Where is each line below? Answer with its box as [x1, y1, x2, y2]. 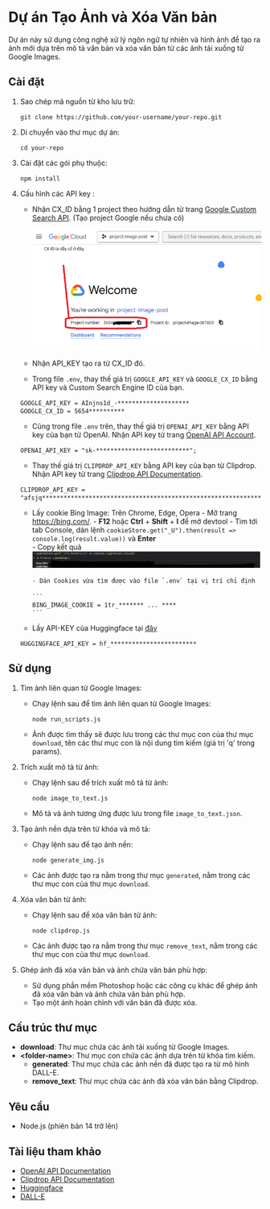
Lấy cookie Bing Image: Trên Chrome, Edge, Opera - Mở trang [31, 507, 237, 517]
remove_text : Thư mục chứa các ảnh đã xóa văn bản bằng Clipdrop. [31, 1076, 259, 1087]
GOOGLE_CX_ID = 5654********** [19, 407, 125, 415]
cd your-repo [19, 143, 64, 152]
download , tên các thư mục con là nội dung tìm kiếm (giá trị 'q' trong [31, 738, 256, 747]
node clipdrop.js [31, 926, 91, 934]
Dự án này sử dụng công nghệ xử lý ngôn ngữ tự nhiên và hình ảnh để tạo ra [8, 35, 261, 44]
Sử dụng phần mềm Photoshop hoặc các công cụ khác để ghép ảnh [31, 980, 258, 990]
